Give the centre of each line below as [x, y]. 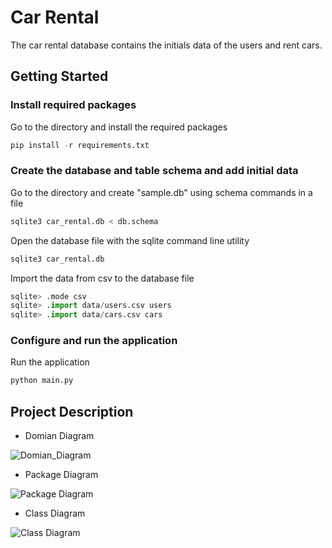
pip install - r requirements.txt [80, 145]
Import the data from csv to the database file [102, 278]
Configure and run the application [94, 341]
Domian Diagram [59, 436]
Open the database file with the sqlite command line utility [130, 240]
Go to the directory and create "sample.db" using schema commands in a [161, 192]
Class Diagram [55, 513]
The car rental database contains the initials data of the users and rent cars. [166, 45]
